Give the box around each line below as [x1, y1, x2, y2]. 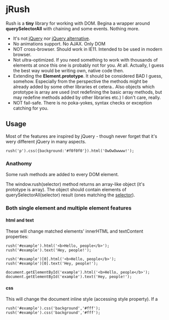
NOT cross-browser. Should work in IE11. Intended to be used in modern [13, 46, 162, 52]
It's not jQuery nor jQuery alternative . [13, 35, 91, 41]
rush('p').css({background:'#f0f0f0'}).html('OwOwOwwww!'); [6, 148, 135, 153]
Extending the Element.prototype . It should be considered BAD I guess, [13, 73, 163, 79]
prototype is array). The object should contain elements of [6, 187, 127, 193]
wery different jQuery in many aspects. [6, 138, 87, 144]
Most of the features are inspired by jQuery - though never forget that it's [6, 133, 157, 139]
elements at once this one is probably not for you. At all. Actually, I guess [13, 62, 164, 68]
